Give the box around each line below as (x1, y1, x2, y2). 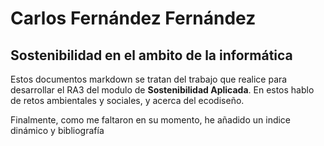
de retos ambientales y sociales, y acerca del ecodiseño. (10, 95, 245, 106)
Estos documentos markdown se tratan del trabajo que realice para (10, 73, 288, 85)
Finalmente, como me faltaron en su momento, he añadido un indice (10, 114, 292, 126)
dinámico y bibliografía (10, 125, 105, 136)
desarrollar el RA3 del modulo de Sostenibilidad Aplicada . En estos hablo (10, 84, 315, 96)
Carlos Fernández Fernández (10, 7, 257, 30)
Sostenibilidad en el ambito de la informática (10, 47, 293, 64)
